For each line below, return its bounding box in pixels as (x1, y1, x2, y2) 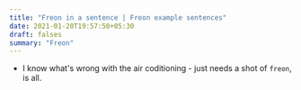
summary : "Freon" (9, 38, 75, 48)
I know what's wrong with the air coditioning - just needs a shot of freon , (22, 63, 292, 74)
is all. (22, 73, 42, 84)
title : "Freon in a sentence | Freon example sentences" (9, 13, 227, 22)
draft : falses (9, 30, 63, 39)
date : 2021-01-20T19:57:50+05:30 (9, 22, 135, 31)
